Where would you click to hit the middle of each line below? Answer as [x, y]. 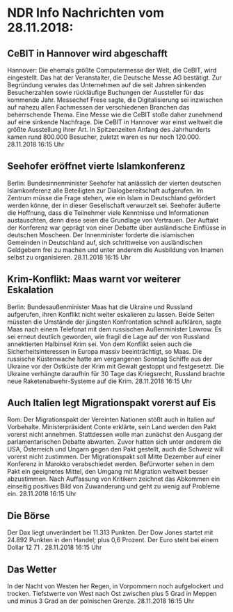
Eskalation [31, 290]
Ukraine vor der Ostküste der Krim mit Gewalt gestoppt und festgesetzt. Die [116, 366]
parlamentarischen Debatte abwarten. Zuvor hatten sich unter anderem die [114, 442]
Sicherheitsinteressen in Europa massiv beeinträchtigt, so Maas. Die [105, 351]
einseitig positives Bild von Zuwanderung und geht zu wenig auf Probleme [114, 486]
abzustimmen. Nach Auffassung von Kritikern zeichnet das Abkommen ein [114, 479]
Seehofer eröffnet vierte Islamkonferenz [96, 166]
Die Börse [29, 515]
